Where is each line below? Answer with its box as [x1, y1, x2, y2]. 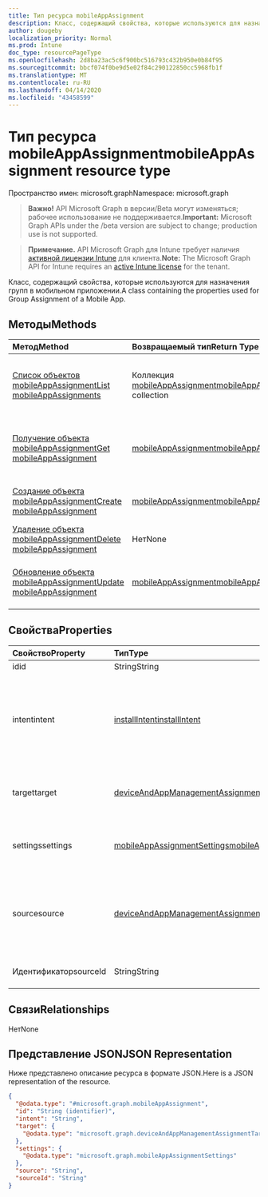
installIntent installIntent [114, 713, 201, 724]
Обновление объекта [12, 567, 95, 577]
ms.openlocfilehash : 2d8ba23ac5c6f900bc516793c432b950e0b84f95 [8, 57, 223, 65]
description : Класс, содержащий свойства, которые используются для [8, 19, 241, 27]
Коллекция [132, 369, 175, 381]
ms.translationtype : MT [8, 71, 88, 79]
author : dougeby [8, 26, 62, 34]
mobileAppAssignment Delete [12, 533, 121, 545]
